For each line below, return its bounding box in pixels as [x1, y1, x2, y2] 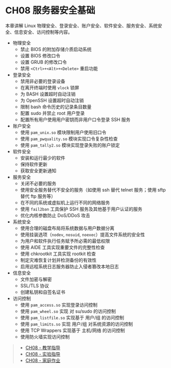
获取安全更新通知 [20, 167, 57, 174]
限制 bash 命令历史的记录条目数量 [20, 103, 92, 110]
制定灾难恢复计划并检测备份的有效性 [20, 257, 97, 263]
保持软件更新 [20, 161, 47, 167]
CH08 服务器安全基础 [5, 5, 95, 16]
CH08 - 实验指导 [25, 351, 61, 357]
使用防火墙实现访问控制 [20, 333, 70, 340]
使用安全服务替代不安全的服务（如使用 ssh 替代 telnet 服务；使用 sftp [20, 187, 166, 193]
